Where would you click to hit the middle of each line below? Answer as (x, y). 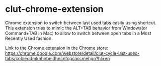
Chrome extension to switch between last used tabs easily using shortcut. (81, 23)
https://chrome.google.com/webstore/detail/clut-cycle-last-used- (73, 53)
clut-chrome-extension (54, 9)
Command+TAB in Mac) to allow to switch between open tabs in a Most (78, 33)
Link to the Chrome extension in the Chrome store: (57, 48)
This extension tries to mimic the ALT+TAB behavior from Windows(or (76, 28)
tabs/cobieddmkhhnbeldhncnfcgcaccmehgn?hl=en (58, 58)
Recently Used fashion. (29, 38)
